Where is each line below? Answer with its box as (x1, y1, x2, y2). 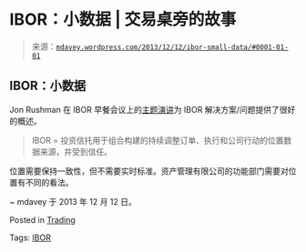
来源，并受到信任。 (39, 146, 112, 156)
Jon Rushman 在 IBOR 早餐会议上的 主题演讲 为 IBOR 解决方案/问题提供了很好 (9, 104, 296, 115)
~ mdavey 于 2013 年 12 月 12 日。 (9, 196, 137, 207)
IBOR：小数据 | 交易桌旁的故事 (9, 9, 237, 30)
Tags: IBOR (9, 232, 52, 243)
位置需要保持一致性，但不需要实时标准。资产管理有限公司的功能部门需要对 (9, 166, 289, 176)
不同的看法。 (25, 176, 74, 187)
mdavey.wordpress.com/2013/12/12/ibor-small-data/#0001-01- (56, 43, 289, 52)
